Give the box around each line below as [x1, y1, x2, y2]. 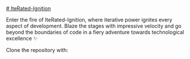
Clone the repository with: [6, 47, 69, 53]
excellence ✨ [6, 35, 38, 41]
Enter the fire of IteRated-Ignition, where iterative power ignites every [6, 16, 173, 23]
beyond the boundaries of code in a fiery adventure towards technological [6, 29, 185, 36]
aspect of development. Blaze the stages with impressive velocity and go [6, 23, 182, 29]
